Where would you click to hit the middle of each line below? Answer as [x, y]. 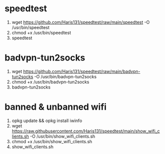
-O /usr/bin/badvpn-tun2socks [66, 76]
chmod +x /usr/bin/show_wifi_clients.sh [52, 141]
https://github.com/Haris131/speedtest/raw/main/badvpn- [82, 71]
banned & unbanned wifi [56, 107]
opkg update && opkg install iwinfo [47, 121]
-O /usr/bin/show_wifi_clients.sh [63, 136]
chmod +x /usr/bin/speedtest [41, 32]
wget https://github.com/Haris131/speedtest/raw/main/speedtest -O [81, 22]
